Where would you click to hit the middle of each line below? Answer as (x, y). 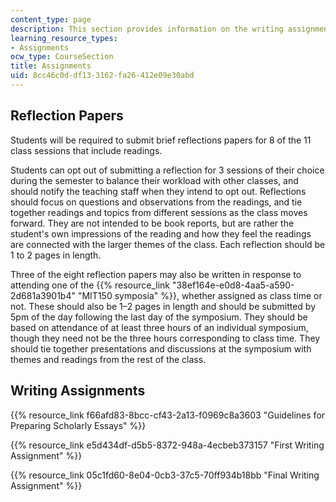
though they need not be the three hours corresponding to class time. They (165, 338)
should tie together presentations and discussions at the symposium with (161, 348)
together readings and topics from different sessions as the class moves (159, 212)
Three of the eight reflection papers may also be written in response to (156, 274)
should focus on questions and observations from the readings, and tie (156, 202)
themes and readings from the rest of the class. (108, 359)
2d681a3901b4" (43, 295)
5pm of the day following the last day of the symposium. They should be (159, 317)
